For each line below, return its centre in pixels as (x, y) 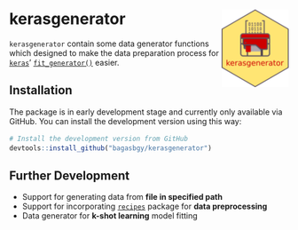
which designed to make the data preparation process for (114, 52)
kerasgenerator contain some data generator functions (110, 44)
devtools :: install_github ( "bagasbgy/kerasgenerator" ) (111, 148)
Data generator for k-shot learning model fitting (110, 216)
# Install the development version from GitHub (99, 139)
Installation (41, 90)
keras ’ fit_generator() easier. (64, 62)
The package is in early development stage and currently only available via (146, 112)
